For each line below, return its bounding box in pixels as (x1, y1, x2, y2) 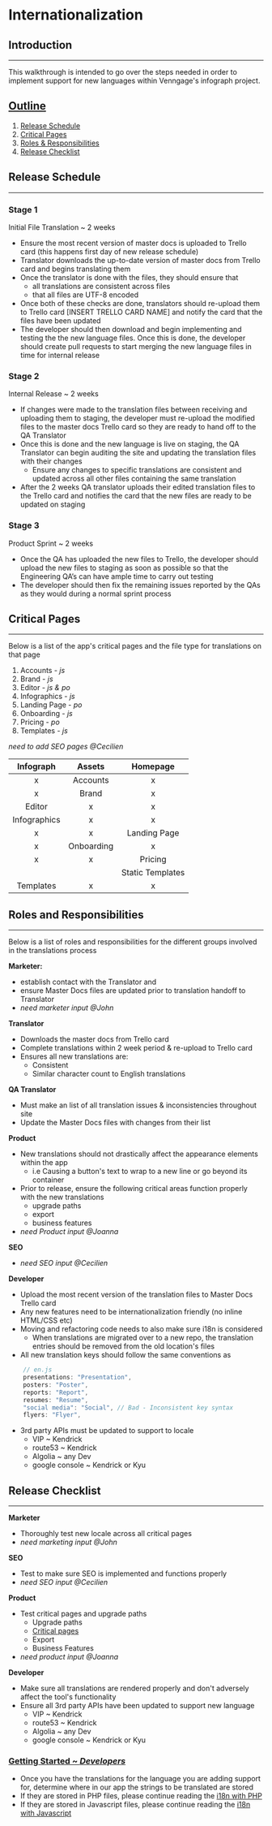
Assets (76, 761, 105, 772)
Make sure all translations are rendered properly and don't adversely (19, 1683, 249, 1694)
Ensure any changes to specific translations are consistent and (32, 465, 242, 475)
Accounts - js (19, 666, 66, 676)
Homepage (131, 761, 176, 772)
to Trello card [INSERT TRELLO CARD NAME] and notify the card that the (19, 307, 263, 317)
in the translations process (8, 946, 97, 956)
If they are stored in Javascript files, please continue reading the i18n (19, 1800, 251, 1810)
